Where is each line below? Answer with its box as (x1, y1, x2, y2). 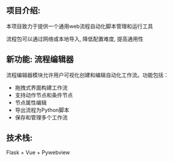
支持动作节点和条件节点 (14, 91, 73, 98)
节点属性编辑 (14, 99, 47, 106)
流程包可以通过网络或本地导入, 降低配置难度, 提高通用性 (6, 35, 144, 42)
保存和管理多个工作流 (14, 114, 68, 121)
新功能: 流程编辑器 (6, 54, 74, 64)
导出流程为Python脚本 (14, 106, 70, 113)
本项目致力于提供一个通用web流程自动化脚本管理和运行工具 (6, 23, 153, 30)
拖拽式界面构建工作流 (14, 84, 68, 91)
